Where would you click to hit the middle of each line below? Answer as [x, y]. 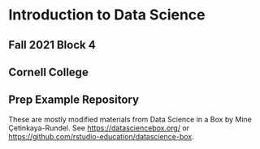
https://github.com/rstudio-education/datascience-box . [102, 136]
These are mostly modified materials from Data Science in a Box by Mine [130, 119]
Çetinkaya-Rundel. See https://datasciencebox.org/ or [99, 128]
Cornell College [49, 72]
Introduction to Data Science [107, 15]
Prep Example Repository [74, 100]
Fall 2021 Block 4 [52, 45]
